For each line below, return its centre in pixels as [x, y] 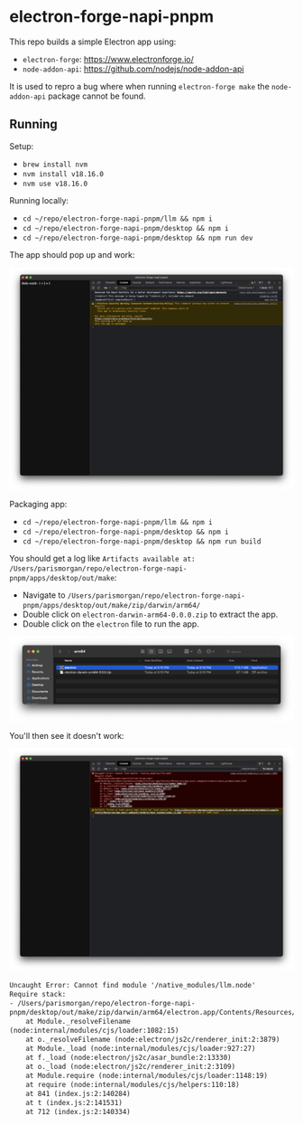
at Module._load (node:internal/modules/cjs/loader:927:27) [141, 1049]
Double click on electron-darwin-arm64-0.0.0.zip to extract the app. [150, 614]
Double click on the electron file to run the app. [111, 624]
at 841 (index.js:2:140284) [78, 1094]
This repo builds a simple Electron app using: [93, 42]
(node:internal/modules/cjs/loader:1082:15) [94, 1031]
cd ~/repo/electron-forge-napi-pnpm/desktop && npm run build [142, 542]
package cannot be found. [97, 96]
